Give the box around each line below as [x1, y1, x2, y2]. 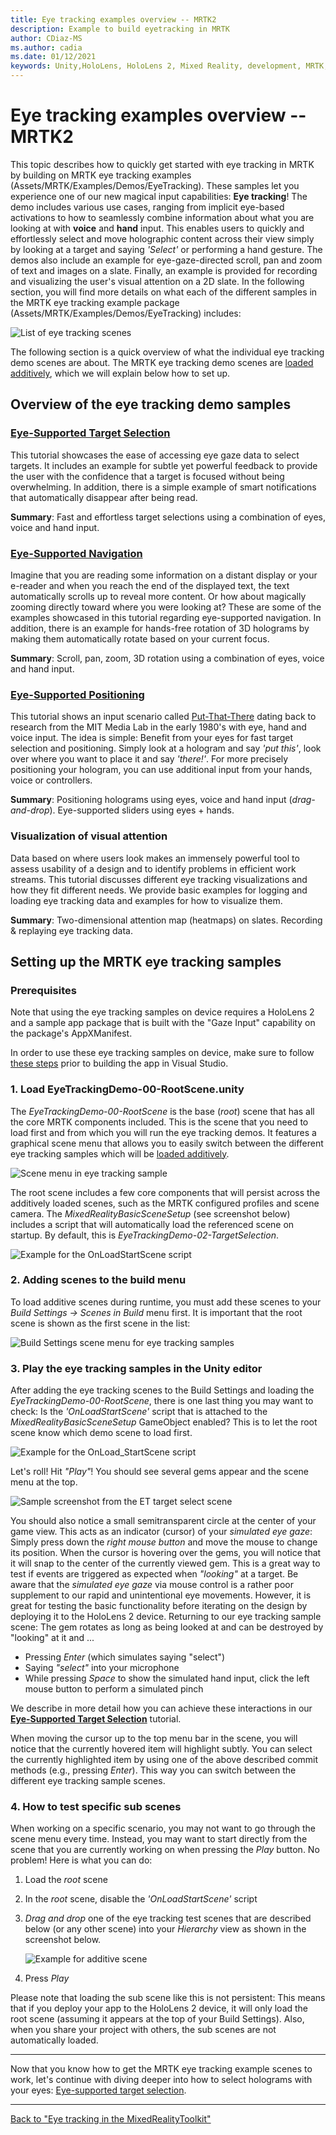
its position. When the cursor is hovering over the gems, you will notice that [10, 1547, 322, 1559]
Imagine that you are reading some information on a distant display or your [10, 569, 318, 581]
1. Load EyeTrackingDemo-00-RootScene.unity [10, 1082, 245, 1096]
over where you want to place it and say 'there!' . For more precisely [10, 753, 289, 765]
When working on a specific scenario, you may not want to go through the [10, 1822, 316, 1835]
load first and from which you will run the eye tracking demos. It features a [10, 1126, 317, 1138]
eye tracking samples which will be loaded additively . [10, 1147, 230, 1160]
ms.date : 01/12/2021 [10, 52, 97, 62]
